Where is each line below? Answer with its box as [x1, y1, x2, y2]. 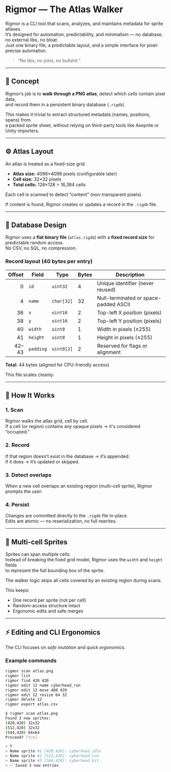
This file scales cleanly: [5, 371, 54, 378]
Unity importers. [5, 128, 40, 134]
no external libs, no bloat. [5, 37, 59, 43]
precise [5, 47, 21, 54]
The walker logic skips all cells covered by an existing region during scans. [5, 578, 162, 584]
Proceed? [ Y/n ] [5, 735, 38, 740]
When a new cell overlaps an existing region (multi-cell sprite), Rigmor [5, 483, 153, 489]
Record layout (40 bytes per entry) [5, 258, 93, 265]
